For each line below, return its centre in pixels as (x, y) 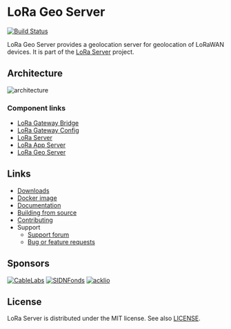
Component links (37, 108)
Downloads (33, 190)
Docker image (37, 198)
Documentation (39, 205)
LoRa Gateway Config (48, 130)
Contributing (35, 220)
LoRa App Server (41, 145)
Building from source (47, 212)
